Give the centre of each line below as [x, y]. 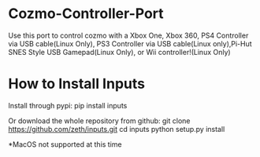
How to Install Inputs [77, 84]
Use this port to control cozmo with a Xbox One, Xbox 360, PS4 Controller [128, 35]
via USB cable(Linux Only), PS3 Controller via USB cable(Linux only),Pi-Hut [130, 43]
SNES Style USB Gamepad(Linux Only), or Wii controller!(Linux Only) [119, 52]
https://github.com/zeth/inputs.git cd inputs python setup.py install [117, 129]
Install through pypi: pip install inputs [68, 105]
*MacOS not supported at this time [65, 144]
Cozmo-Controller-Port [86, 14]
